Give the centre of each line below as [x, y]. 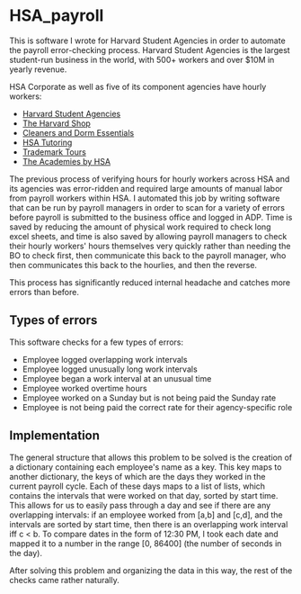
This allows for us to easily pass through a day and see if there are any [140, 505]
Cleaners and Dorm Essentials [78, 132]
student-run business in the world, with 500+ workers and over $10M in [142, 59]
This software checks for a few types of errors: [97, 342]
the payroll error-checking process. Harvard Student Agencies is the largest [150, 49]
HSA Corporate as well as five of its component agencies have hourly [138, 86]
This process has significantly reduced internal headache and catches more [150, 282]
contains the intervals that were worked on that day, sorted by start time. [144, 495]
